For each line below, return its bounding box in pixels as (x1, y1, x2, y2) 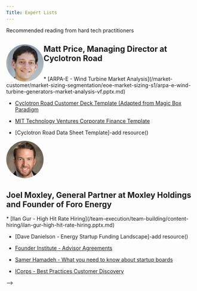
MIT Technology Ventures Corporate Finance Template (14, 117, 150, 125)
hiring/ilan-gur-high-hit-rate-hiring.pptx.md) (6, 221, 115, 229)
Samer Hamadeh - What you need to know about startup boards (14, 256, 173, 264)
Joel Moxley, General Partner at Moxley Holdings (6, 190, 192, 200)
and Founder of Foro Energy (6, 199, 112, 209)
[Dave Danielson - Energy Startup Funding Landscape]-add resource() (14, 233, 189, 240)
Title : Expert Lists (6, 10, 58, 16)
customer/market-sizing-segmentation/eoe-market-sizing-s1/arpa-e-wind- (6, 82, 191, 89)
